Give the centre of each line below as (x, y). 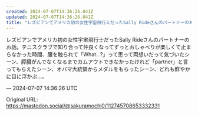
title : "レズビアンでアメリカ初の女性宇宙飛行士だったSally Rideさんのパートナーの (98, 22)
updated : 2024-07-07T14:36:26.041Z (50, 17)
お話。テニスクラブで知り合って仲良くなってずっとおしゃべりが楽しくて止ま (99, 47)
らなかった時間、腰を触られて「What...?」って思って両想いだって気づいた (95, 55)
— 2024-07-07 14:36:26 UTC (42, 88)
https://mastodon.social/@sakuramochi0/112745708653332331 (83, 106)
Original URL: (22, 100)
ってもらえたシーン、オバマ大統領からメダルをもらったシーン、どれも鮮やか (98, 69)
